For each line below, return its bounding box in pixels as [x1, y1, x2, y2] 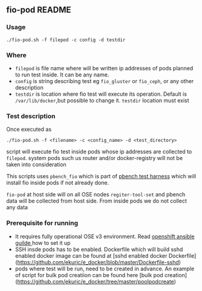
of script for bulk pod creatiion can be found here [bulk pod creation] [15, 271, 187, 278]
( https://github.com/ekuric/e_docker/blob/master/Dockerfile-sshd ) [15, 258, 181, 266]
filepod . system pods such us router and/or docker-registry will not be [6, 155, 183, 162]
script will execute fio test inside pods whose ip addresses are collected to [6, 148, 192, 155]
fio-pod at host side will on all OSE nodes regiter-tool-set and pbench [6, 191, 186, 198]
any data [6, 204, 28, 211]
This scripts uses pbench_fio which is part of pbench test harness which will [6, 173, 197, 180]
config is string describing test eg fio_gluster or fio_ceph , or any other [15, 77, 194, 84]
